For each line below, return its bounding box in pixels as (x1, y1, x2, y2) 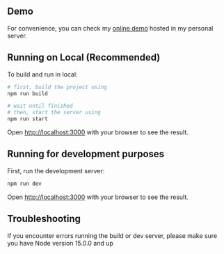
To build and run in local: (7, 70, 78, 79)
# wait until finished (7, 102, 73, 110)
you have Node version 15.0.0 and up (7, 239, 113, 247)
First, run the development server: (7, 166, 105, 175)
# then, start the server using (7, 109, 101, 116)
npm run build (7, 90, 49, 97)
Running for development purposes (7, 148, 165, 160)
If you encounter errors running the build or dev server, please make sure (7, 231, 218, 239)
